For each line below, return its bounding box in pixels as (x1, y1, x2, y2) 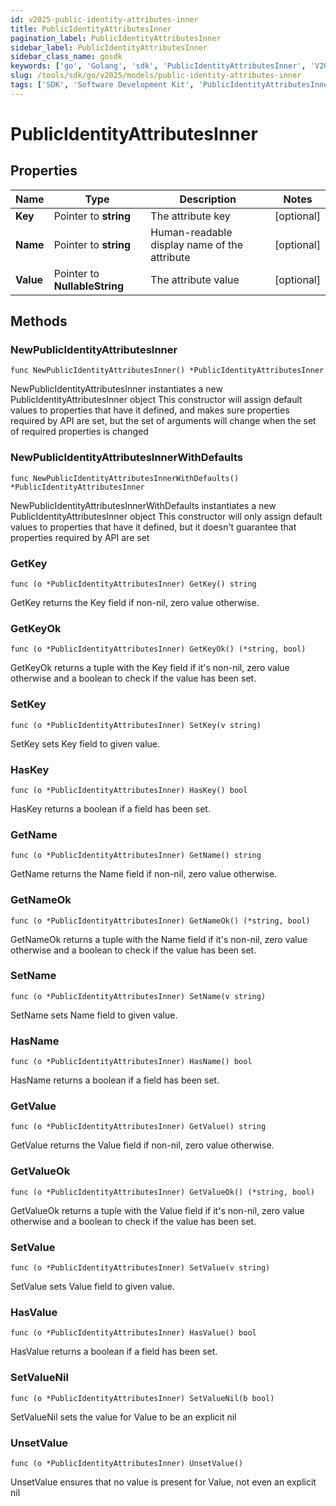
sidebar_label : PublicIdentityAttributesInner (10, 42, 208, 53)
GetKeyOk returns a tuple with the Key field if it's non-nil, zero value (10, 662, 290, 674)
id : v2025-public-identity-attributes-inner (10, 14, 199, 25)
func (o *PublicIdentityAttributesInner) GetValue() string (10, 1122, 267, 1132)
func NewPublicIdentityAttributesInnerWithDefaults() (10, 473, 240, 483)
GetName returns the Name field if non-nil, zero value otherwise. (10, 868, 278, 880)
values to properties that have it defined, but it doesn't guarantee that (10, 521, 297, 533)
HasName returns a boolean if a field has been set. (10, 1074, 220, 1086)
